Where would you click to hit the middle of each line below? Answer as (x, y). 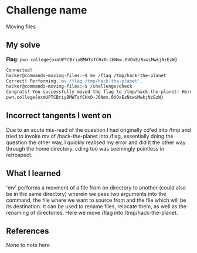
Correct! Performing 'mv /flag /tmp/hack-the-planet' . (74, 81)
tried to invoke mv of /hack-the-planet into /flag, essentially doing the (90, 136)
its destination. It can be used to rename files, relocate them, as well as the (96, 206)
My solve (23, 45)
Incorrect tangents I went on (59, 116)
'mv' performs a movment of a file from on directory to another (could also (96, 187)
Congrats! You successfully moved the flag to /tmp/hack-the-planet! (93, 92)
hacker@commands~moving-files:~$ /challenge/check (69, 86)
